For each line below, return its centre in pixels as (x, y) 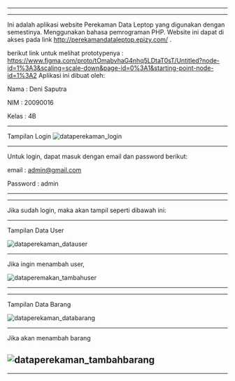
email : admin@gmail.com (44, 170)
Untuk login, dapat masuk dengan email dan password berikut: (98, 156)
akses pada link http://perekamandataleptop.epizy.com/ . (90, 40)
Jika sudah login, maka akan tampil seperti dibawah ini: (87, 210)
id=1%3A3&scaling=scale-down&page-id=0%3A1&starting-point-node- (111, 68)
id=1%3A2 (22, 75)
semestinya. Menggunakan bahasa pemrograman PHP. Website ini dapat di (116, 32)
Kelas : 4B (22, 116)
